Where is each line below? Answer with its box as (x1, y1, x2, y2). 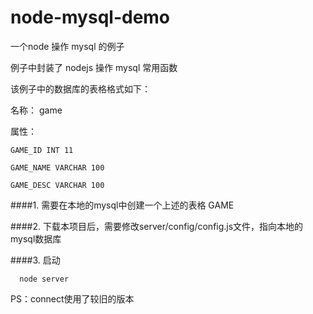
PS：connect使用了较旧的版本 (10, 292, 135, 305)
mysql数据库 (10, 232, 62, 245)
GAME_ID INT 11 (10, 145, 74, 155)
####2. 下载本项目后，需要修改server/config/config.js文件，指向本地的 (10, 220, 304, 232)
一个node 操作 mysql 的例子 (10, 40, 125, 52)
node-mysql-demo (10, 6, 171, 29)
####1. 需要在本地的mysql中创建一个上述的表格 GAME (10, 199, 235, 211)
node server (19, 274, 70, 284)
